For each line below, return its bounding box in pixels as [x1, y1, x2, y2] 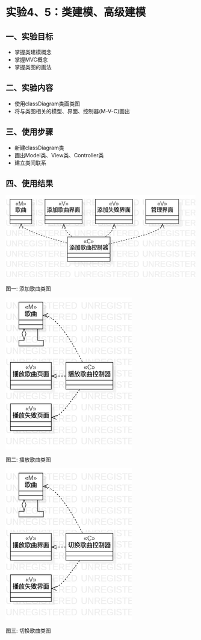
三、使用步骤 [5, 127, 54, 137]
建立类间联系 [14, 159, 46, 166]
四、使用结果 [5, 178, 54, 189]
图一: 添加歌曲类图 [5, 285, 51, 292]
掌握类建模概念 [14, 49, 52, 55]
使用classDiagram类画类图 [14, 100, 81, 107]
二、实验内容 [5, 83, 54, 93]
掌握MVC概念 [14, 56, 48, 63]
